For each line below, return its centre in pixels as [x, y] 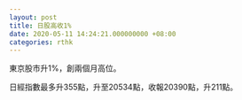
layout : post [33, 17]
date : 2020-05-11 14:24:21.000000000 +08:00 [93, 34]
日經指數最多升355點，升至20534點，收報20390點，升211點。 [124, 87]
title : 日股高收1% [41, 26]
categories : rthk [41, 42]
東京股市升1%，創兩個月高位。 [65, 68]
